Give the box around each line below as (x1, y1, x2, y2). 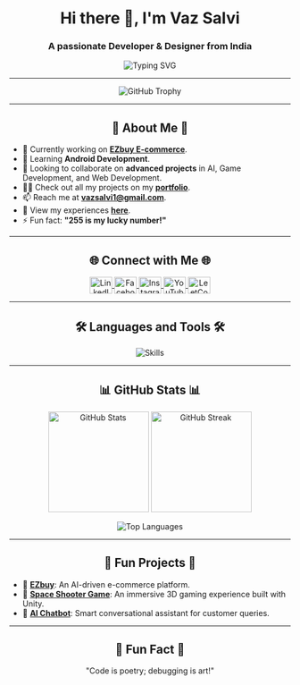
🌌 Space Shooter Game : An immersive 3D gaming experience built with (21, 588, 287, 599)
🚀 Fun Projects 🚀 (104, 555, 196, 571)
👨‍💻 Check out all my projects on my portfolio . (21, 182, 190, 193)
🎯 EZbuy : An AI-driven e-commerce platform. (21, 579, 190, 589)
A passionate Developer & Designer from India (47, 40, 253, 53)
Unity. (21, 598, 45, 609)
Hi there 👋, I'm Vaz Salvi (60, 8, 240, 29)
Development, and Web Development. (21, 173, 162, 183)
